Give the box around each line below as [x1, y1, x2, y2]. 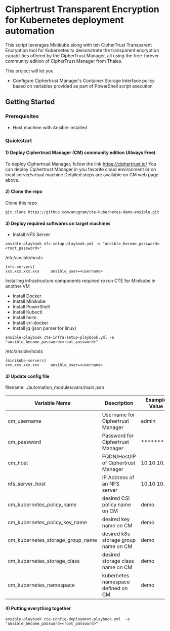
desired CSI [102, 495, 130, 502]
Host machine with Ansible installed [12, 124, 88, 130]
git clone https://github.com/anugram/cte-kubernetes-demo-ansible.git [5, 209, 159, 215]
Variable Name [34, 400, 71, 407]
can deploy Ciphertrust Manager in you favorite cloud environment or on [5, 166, 156, 172]
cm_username [8, 418, 41, 425]
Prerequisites [5, 113, 39, 120]
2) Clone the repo [5, 188, 43, 194]
